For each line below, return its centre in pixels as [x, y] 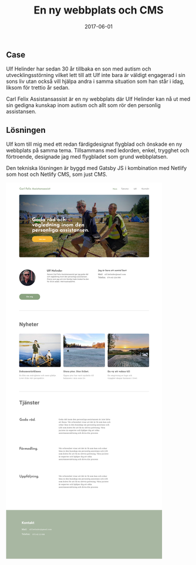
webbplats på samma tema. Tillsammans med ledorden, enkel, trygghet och [98, 151]
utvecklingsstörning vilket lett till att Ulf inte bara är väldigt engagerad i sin [96, 75]
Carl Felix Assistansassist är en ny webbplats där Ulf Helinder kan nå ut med [98, 99]
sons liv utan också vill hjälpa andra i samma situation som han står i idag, [95, 81]
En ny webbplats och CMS [99, 10]
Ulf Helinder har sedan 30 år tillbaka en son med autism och [79, 69]
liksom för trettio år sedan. [38, 88]
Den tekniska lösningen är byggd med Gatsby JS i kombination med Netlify [97, 168]
